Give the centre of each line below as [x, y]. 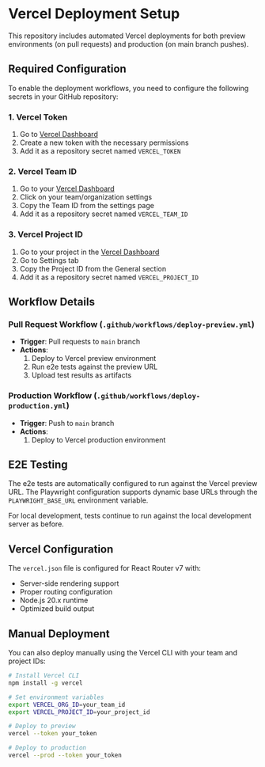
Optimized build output [57, 609]
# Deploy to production [47, 748]
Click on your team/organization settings [86, 197]
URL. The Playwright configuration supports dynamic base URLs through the [133, 492]
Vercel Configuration [61, 549]
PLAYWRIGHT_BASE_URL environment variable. [78, 500]
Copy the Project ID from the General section [93, 268]
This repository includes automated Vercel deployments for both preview [127, 36]
